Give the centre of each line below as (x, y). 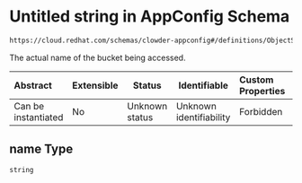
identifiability (203, 117)
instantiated (39, 117)
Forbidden (261, 111)
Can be (29, 106)
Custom (257, 80)
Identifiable (204, 85)
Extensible (95, 85)
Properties (262, 91)
